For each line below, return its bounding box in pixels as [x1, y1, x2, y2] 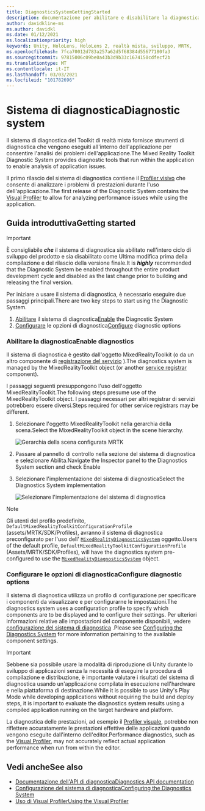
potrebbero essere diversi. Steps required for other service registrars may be [6, 402, 198, 409]
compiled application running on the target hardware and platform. [6, 706, 174, 714]
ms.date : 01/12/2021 [6, 32, 59, 38]
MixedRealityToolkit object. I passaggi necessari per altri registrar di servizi [6, 395, 195, 403]
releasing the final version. [6, 279, 73, 286]
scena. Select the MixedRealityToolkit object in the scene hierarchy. [15, 427, 184, 434]
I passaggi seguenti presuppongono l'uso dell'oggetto [6, 383, 142, 390]
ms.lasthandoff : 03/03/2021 [6, 72, 78, 78]
